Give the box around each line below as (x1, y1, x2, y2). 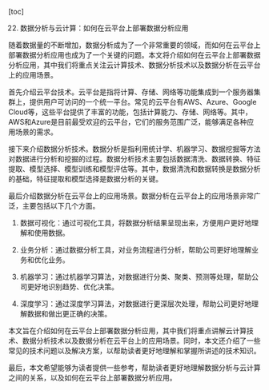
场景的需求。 (14, 127, 58, 137)
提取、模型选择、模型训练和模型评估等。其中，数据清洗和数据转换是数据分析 (8, 164, 261, 173)
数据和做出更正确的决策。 (26, 309, 112, 318)
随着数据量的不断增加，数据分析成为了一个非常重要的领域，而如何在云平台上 (8, 40, 261, 50)
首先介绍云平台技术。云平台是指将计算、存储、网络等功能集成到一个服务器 (8, 87, 254, 97)
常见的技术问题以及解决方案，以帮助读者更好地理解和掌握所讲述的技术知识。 (8, 346, 261, 355)
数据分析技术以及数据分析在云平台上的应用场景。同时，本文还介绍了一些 (22, 336, 261, 345)
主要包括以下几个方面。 (22, 201, 100, 210)
